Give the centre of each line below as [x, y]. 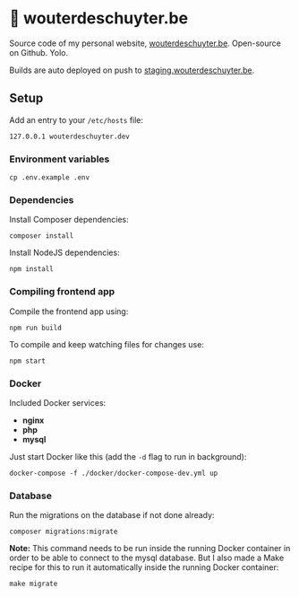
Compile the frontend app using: [69, 311]
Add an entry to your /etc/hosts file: [77, 119]
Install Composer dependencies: [69, 220]
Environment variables [60, 159]
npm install [31, 269]
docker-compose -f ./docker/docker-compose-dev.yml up [114, 473]
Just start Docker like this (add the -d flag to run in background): [128, 456]
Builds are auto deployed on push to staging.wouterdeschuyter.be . [132, 70]
